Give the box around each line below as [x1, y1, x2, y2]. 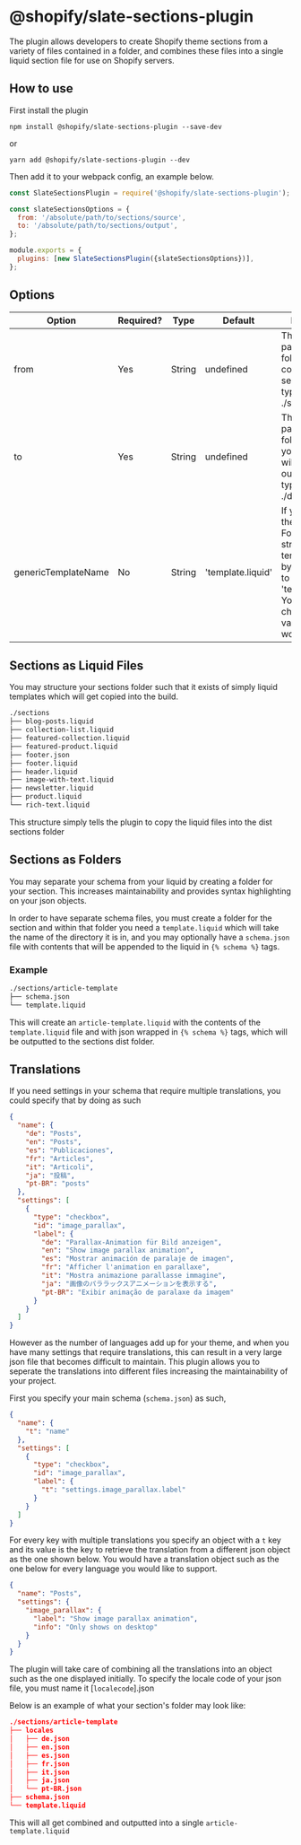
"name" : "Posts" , [17, 1589, 82, 1598]
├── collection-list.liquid [9, 725, 115, 735]
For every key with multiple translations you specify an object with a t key [9, 1535, 282, 1545]
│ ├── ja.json [9, 1776, 70, 1785]
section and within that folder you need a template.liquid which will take [9, 922, 279, 932]
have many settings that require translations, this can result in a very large [9, 1347, 282, 1358]
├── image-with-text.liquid [9, 775, 115, 784]
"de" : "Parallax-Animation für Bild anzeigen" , [41, 1237, 222, 1246]
